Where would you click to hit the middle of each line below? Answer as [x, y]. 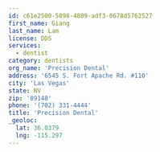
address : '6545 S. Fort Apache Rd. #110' [79, 76]
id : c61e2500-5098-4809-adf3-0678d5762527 [80, 16]
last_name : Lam [34, 31]
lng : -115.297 [39, 135]
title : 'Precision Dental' [53, 113]
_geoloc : [23, 121]
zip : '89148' [30, 98]
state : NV [25, 90]
